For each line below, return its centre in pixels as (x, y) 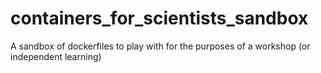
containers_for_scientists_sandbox (159, 18)
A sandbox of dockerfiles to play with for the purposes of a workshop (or (160, 46)
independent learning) (56, 56)
